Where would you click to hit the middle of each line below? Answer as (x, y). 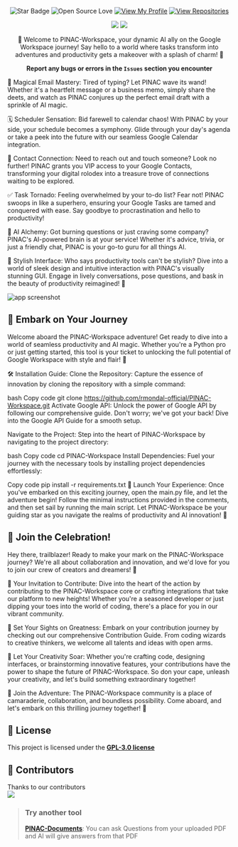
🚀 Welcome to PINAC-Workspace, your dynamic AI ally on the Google (119, 40)
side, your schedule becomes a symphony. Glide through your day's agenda (119, 129)
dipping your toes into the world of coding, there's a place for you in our (113, 606)
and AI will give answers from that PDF (81, 836)
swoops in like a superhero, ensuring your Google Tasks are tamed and (112, 203)
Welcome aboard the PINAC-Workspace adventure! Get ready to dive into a (118, 337)
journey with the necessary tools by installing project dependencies (106, 463)
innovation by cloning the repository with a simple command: (97, 384)
